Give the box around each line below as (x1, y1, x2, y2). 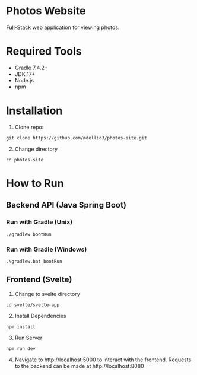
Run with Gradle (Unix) (6, 218, 73, 226)
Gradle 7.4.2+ (14, 64, 49, 71)
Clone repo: (14, 123, 44, 131)
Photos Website (6, 4, 86, 18)
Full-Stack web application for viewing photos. (6, 24, 120, 31)
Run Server (14, 334, 43, 341)
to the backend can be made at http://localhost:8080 (14, 362, 144, 369)
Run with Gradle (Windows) (6, 245, 87, 253)
